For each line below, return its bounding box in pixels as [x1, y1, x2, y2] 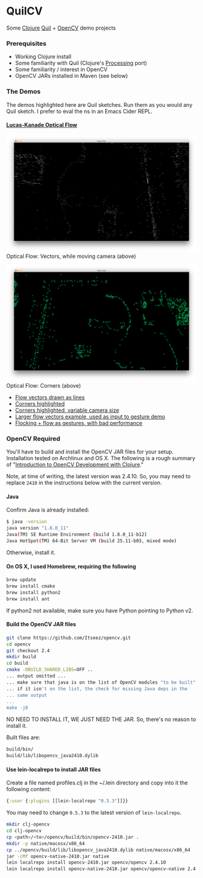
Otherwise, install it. [6, 548, 56, 556]
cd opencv [6, 641, 31, 647]
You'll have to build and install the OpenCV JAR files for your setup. [6, 448, 174, 455]
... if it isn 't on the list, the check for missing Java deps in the [6, 685, 188, 692]
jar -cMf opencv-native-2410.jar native [6, 853, 110, 859]
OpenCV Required [6, 434, 60, 443]
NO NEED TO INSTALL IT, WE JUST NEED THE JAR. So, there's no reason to [6, 716, 196, 723]
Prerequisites [6, 39, 47, 48]
